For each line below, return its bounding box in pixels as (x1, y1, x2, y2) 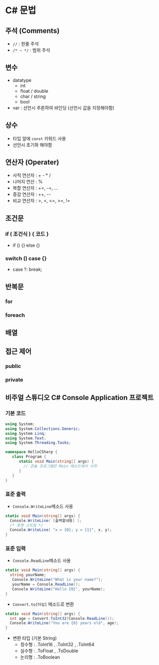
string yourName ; (10, 572, 47, 578)
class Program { (12, 454, 47, 459)
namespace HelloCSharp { (5, 450, 58, 455)
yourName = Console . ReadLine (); (12, 582, 81, 587)
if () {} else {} (12, 242, 41, 248)
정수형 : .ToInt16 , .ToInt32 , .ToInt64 (20, 642, 95, 648)
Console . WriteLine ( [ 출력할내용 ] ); (10, 518, 82, 523)
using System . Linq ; (5, 431, 47, 436)
